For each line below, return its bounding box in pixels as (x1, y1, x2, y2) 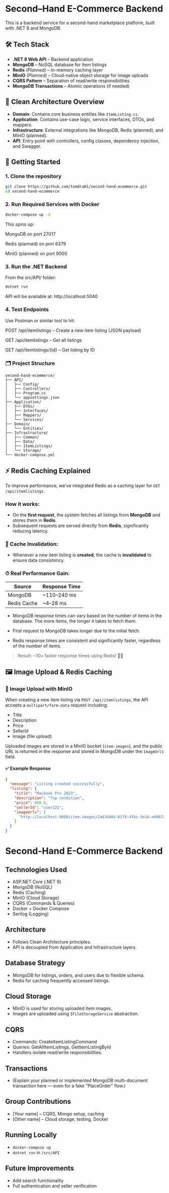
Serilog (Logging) (12, 911, 49, 917)
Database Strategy (5, 959, 65, 967)
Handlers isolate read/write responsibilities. (12, 1049, 103, 1055)
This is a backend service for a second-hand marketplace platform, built (5, 20, 155, 26)
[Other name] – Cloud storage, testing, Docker (12, 1116, 109, 1122)
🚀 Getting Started (5, 157, 61, 166)
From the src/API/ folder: (5, 275, 56, 281)
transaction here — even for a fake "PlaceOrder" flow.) (12, 1083, 126, 1089)
